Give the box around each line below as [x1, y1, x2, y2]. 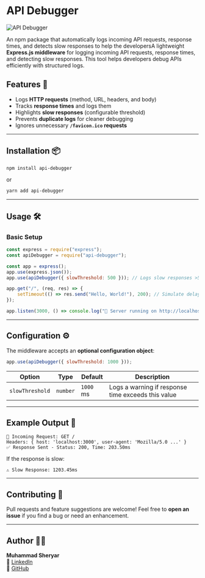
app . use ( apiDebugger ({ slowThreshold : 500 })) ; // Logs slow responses [6, 274, 192, 281]
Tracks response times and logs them [15, 102, 112, 109]
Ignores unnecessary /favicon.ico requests [15, 122, 127, 129]
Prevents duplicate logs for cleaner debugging [15, 115, 134, 122]
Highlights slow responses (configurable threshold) [15, 108, 146, 116]
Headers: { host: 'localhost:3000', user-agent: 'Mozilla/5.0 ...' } [6, 439, 187, 445]
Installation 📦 [6, 146, 61, 156]
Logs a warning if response [109, 382, 187, 391]
